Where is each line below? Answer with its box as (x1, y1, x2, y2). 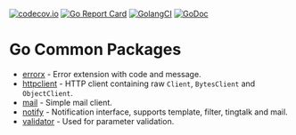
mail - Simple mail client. (21, 97, 113, 107)
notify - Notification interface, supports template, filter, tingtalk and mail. (21, 107, 288, 117)
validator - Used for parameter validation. (21, 115, 175, 126)
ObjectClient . (21, 87, 73, 98)
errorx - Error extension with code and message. (21, 68, 202, 79)
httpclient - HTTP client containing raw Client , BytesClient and (21, 78, 256, 89)
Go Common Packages (9, 40, 182, 60)
